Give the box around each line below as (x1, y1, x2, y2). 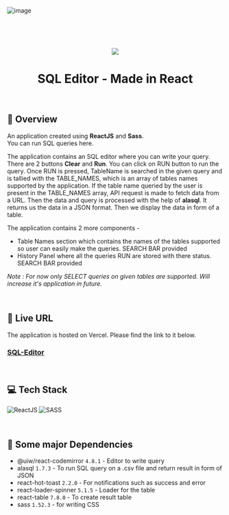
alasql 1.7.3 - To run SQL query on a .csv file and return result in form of (16, 464, 223, 473)
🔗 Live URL (7, 312, 53, 325)
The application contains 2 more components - (7, 223, 140, 232)
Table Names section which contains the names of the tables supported (16, 237, 221, 245)
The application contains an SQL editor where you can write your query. (7, 152, 210, 160)
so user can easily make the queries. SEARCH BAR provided (16, 244, 187, 253)
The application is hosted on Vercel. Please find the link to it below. (7, 331, 197, 339)
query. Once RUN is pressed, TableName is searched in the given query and (7, 166, 223, 175)
